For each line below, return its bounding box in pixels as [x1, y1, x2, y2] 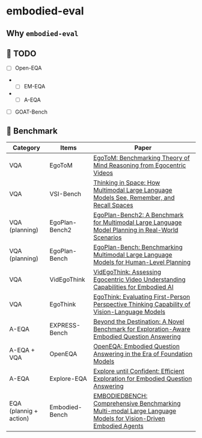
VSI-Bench [49, 190, 82, 198]
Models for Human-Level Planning [93, 258, 191, 267]
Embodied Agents [93, 422, 144, 430]
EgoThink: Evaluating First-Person [93, 293, 191, 301]
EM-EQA [23, 83, 46, 90]
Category [13, 144, 40, 152]
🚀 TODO [6, 48, 37, 58]
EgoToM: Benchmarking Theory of [93, 154, 191, 162]
